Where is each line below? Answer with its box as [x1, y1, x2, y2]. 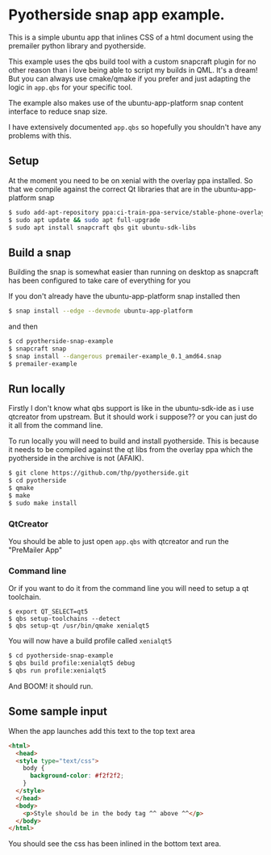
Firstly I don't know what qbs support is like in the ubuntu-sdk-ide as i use [8, 404, 254, 413]
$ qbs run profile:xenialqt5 [8, 667, 106, 675]
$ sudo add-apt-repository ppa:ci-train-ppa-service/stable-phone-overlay [8, 208, 265, 216]
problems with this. [8, 131, 73, 140]
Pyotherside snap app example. [8, 6, 225, 24]
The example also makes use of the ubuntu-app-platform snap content [8, 98, 244, 107]
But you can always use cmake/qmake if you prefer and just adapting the [8, 73, 252, 83]
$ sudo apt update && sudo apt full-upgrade [8, 216, 161, 224]
